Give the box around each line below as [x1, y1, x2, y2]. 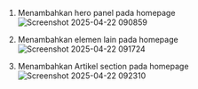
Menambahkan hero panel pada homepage [17, 8, 176, 18]
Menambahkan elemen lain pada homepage [17, 35, 179, 44]
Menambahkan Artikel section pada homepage [17, 61, 189, 71]
